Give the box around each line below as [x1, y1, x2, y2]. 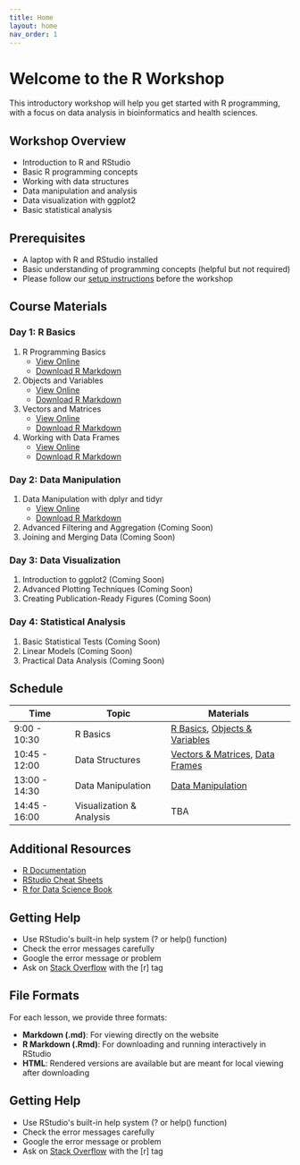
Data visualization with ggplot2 [21, 195, 137, 206]
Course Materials [9, 299, 108, 314]
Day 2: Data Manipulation [9, 473, 121, 486]
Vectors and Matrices [21, 404, 102, 414]
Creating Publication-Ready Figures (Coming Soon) [21, 593, 212, 604]
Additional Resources [9, 841, 131, 856]
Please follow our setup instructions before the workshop [21, 273, 234, 284]
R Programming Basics [21, 346, 106, 357]
